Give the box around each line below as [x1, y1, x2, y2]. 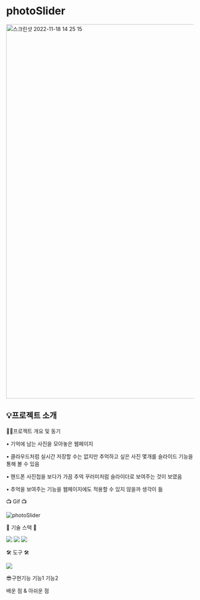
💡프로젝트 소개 [6, 411, 57, 421]
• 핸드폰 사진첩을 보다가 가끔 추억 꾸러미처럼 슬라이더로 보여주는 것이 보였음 [6, 473, 183, 480]
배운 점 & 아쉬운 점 [6, 587, 49, 594]
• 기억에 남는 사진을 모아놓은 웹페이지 [6, 440, 93, 447]
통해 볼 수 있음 [6, 460, 40, 467]
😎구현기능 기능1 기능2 [6, 574, 58, 582]
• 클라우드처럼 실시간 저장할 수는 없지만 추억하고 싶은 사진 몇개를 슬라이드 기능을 [6, 452, 193, 460]
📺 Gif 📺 [6, 498, 27, 505]
